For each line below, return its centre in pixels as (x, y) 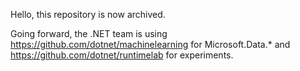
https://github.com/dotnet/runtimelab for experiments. (122, 55)
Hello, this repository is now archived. (88, 14)
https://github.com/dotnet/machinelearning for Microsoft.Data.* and (150, 44)
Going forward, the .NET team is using (89, 33)
